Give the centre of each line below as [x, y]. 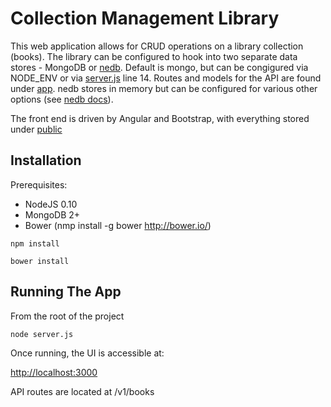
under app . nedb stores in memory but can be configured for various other [164, 88]
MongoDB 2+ [52, 214]
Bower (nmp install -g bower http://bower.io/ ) [118, 225]
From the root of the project [67, 316]
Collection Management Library [145, 18]
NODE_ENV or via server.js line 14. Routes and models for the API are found [166, 78]
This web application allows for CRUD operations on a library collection [157, 46]
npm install [35, 243]
